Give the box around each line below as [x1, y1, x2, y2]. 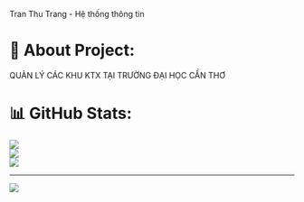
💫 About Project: [9, 41, 136, 60]
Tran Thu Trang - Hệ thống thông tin [9, 9, 145, 19]
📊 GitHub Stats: [9, 104, 133, 124]
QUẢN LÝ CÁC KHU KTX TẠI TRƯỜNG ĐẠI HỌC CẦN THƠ [9, 69, 226, 80]
